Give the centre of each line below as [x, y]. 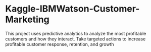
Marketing [27, 19]
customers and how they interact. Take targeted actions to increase [75, 39]
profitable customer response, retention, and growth [60, 44]
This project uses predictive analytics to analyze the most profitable [76, 33]
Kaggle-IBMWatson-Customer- [72, 9]
